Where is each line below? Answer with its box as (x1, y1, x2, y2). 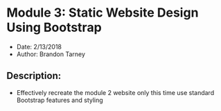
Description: (6, 70, 62, 82)
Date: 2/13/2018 (16, 42, 62, 51)
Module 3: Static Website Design (6, 5, 199, 21)
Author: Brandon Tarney (16, 50, 86, 58)
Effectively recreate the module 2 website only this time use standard (16, 88, 215, 96)
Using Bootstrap (6, 19, 102, 35)
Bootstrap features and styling (16, 96, 103, 104)
